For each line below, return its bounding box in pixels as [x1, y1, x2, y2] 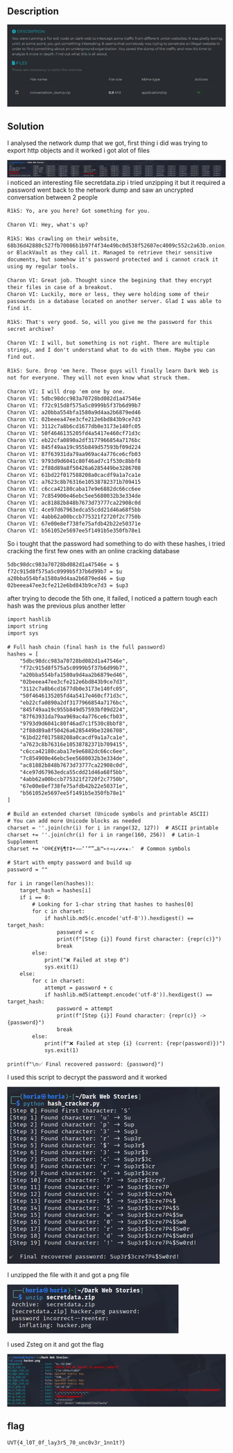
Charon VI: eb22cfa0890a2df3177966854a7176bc [7, 437, 141, 444]
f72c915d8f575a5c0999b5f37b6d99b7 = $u [7, 568, 123, 576]
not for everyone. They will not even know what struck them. [7, 375, 191, 382]
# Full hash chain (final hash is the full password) [7, 644, 166, 651]
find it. [7, 305, 33, 312]
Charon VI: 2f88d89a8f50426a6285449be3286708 [7, 465, 141, 472]
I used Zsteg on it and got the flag [7, 1340, 104, 1349]
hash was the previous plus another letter [7, 601, 126, 610]
